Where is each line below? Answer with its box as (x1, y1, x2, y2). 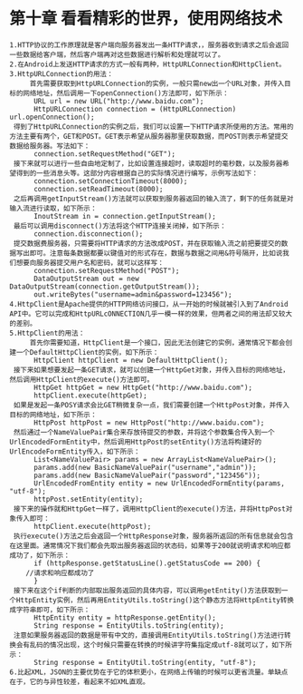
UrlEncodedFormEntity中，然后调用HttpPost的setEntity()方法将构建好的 (9, 437, 262, 446)
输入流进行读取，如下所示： (9, 203, 98, 213)
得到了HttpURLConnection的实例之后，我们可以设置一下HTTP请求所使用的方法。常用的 (13, 122, 294, 132)
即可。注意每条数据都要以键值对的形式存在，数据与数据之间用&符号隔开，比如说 (29, 249, 283, 258)
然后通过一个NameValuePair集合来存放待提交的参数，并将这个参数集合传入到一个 (13, 427, 275, 436)
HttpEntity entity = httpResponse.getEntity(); (33, 613, 217, 622)
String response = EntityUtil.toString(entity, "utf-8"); (33, 658, 257, 667)
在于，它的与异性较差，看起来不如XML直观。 (9, 677, 150, 686)
